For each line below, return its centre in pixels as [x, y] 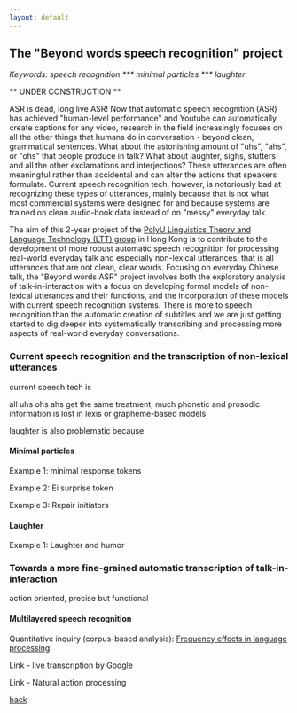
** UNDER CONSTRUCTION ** [65, 92]
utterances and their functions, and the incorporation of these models [161, 296]
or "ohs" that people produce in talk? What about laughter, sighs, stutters [143, 156]
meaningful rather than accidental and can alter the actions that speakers [143, 175]
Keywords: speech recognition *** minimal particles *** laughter [127, 74]
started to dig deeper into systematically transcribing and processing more [145, 324]
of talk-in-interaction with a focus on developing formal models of [129, 286]
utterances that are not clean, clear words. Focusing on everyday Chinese [144, 268]
